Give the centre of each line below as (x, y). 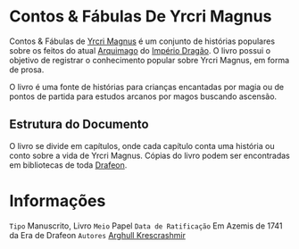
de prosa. (27, 70)
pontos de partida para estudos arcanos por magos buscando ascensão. (143, 96)
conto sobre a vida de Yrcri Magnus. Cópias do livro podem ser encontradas (149, 155)
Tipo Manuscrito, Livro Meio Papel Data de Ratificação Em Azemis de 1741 (146, 226)
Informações (58, 200)
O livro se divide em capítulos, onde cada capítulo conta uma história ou (142, 145)
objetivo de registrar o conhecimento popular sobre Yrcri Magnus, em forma (149, 60)
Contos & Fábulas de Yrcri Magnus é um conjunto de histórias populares (142, 41)
